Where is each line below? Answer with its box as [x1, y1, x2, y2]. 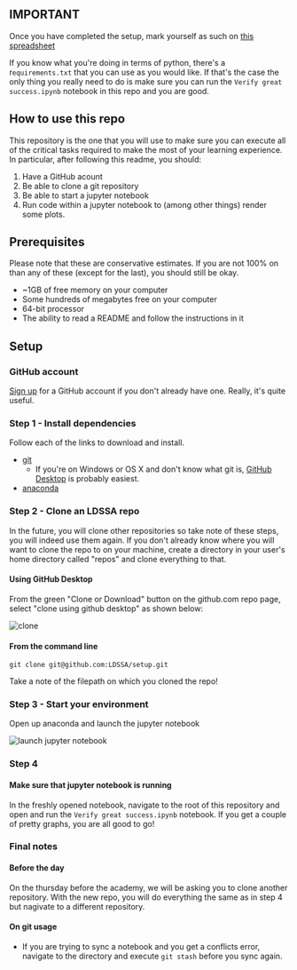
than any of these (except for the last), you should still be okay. [9, 267, 239, 278]
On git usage [9, 921, 58, 932]
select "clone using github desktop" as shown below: [9, 603, 204, 614]
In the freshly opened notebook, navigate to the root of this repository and [9, 799, 280, 810]
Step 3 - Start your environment [9, 698, 149, 711]
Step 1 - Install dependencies [9, 417, 137, 430]
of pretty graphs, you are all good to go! [9, 818, 155, 829]
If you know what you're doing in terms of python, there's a [9, 57, 226, 68]
